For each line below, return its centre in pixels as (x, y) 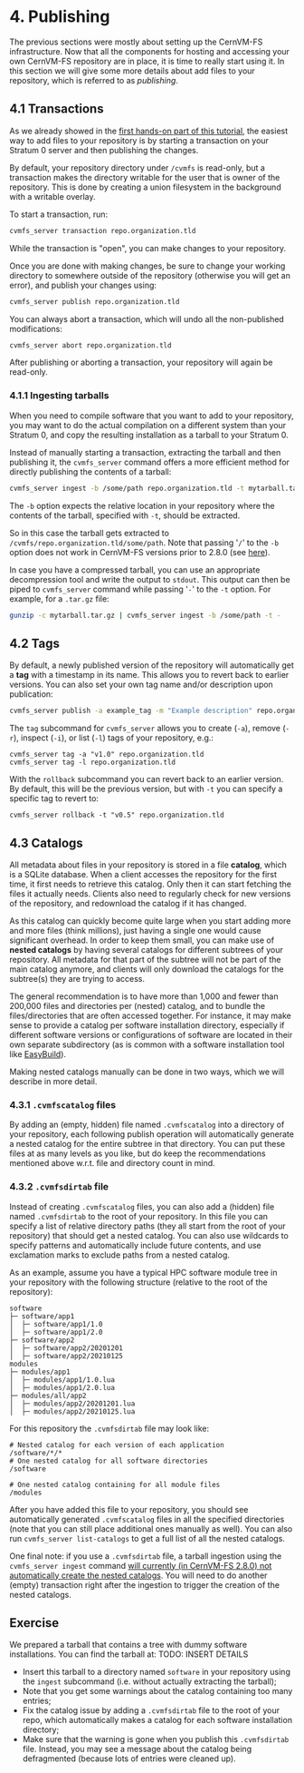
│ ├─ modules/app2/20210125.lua (72, 1411)
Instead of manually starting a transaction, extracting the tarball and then (145, 452)
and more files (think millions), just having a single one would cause (135, 930)
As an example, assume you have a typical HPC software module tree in (143, 1272)
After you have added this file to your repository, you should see (129, 1509)
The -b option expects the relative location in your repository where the (142, 505)
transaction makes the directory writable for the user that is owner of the (145, 177)
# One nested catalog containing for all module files (115, 1484)
